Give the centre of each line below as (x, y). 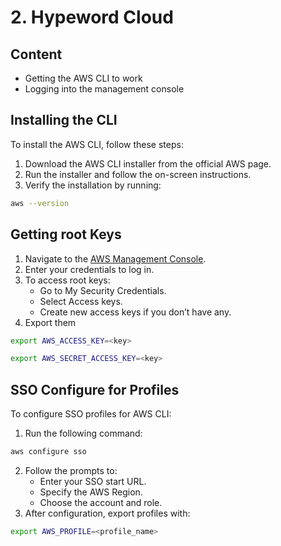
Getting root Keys (66, 234)
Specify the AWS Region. (91, 492)
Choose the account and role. (101, 502)
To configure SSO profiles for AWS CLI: (91, 414)
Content (36, 54)
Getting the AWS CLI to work (83, 78)
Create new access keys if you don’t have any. (135, 312)
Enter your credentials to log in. (89, 269)
